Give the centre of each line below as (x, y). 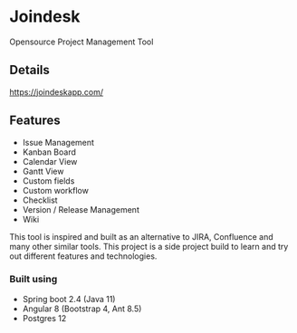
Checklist (40, 200)
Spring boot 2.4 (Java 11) (69, 299)
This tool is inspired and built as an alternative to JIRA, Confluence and (141, 236)
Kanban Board (49, 152)
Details (29, 70)
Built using (34, 280)
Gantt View (43, 171)
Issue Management (58, 142)
